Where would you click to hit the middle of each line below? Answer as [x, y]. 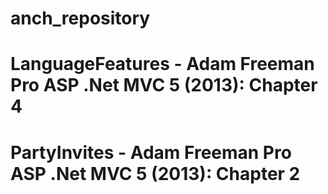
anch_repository [80, 18]
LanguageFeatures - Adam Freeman [162, 64]
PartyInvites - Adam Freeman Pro [151, 152]
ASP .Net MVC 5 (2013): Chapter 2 [155, 173]
